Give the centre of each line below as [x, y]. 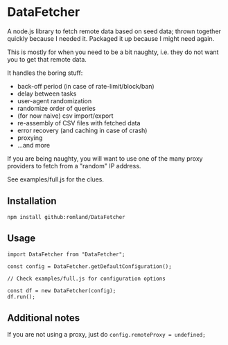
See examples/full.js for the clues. [55, 179]
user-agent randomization [54, 100]
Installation [32, 201]
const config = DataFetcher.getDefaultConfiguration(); [89, 266]
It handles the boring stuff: [45, 73]
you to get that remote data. [47, 59]
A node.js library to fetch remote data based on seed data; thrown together [114, 31]
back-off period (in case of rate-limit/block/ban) [86, 86]
